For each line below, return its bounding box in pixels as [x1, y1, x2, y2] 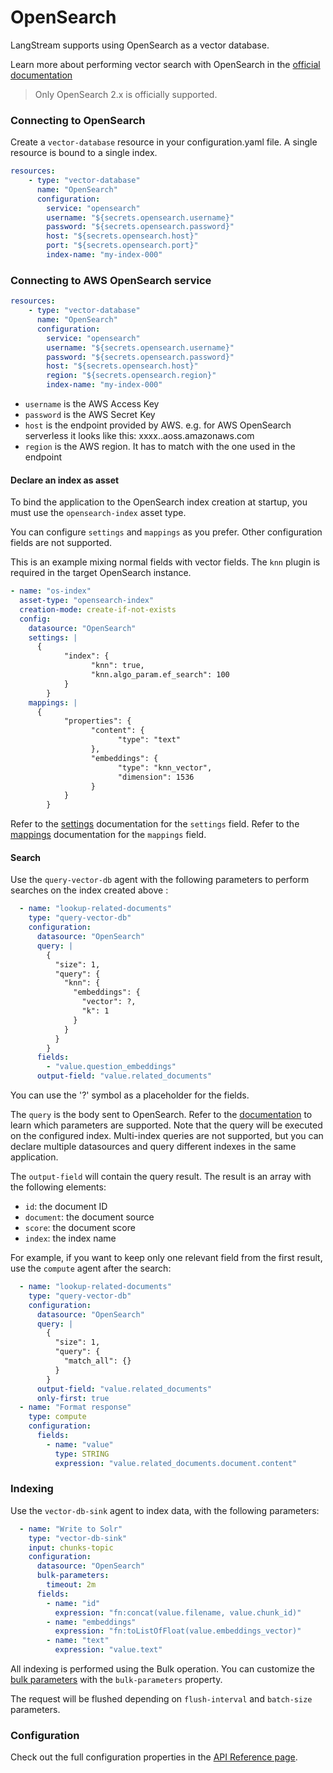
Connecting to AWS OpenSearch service [10, 273, 212, 287]
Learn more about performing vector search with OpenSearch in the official [10, 58, 321, 70]
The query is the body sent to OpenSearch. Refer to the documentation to [10, 1109, 313, 1121]
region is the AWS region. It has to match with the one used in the [24, 441, 296, 453]
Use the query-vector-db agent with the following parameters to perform [10, 874, 310, 886]
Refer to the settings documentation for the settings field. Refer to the [10, 818, 300, 830]
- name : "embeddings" [46, 1617, 137, 1627]
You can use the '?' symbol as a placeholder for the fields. [10, 1089, 250, 1101]
